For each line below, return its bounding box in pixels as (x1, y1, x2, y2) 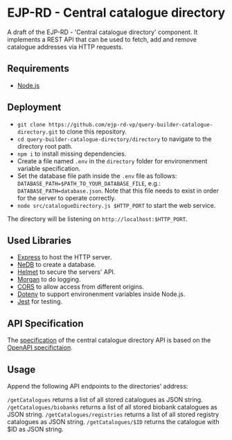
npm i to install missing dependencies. (17, 149, 127, 158)
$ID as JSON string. (7, 425, 64, 433)
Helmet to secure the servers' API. (17, 268, 116, 276)
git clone (17, 121, 46, 128)
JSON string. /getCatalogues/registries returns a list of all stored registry (7, 410, 220, 418)
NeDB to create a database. (17, 261, 97, 269)
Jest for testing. (17, 298, 63, 306)
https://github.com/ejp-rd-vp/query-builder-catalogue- (48, 121, 213, 128)
